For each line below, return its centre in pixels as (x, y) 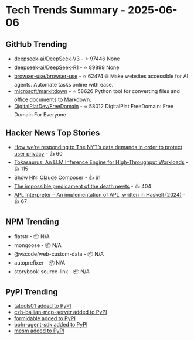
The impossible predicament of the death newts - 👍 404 (83, 186)
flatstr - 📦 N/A (32, 236)
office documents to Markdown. (52, 99)
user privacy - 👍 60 (38, 153)
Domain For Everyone (40, 114)
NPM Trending (32, 222)
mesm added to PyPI (39, 331)
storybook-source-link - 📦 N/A (52, 271)
